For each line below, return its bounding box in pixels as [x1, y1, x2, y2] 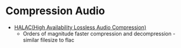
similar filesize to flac [22, 36, 75, 43]
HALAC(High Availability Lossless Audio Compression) [14, 24, 147, 31]
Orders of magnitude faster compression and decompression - [22, 30, 176, 37]
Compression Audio [5, 4, 106, 18]
